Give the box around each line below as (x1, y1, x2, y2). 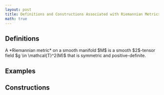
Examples (5, 67, 36, 75)
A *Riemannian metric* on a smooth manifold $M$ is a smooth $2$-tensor (5, 47, 155, 53)
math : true (5, 16, 27, 21)
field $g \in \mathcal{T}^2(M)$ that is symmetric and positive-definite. (5, 52, 146, 59)
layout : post (5, 7, 32, 12)
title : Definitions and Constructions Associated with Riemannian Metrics (5, 12, 161, 17)
